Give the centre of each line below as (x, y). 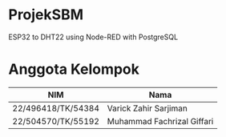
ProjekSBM (46, 15)
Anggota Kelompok (74, 69)
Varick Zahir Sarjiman (147, 108)
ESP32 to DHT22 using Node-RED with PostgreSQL (93, 37)
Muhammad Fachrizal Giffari (160, 121)
